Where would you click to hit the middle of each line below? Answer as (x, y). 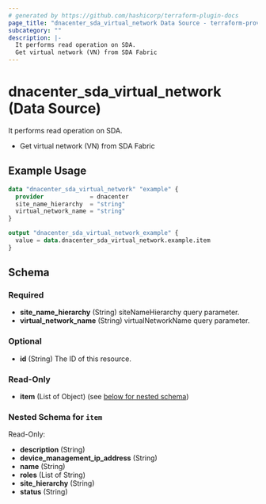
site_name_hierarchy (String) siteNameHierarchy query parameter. (129, 312)
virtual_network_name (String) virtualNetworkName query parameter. (135, 321)
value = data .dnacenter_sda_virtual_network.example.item (113, 240)
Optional (25, 341)
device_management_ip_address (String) (89, 458)
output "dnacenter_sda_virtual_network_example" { (93, 233)
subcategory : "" (35, 30)
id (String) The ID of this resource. (76, 359)
